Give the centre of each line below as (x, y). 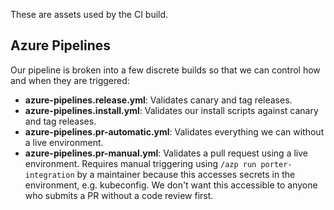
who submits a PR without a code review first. (119, 195)
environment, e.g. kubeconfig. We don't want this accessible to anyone (171, 185)
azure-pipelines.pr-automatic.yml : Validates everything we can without (174, 131)
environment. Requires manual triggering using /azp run (140, 163)
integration (49, 175)
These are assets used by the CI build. (89, 14)
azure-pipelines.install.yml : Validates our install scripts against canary (171, 110)
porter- (276, 164)
